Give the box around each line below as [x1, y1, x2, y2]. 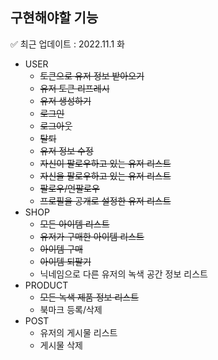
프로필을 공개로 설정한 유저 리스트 [39, 194, 172, 207]
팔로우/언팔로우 [39, 182, 100, 194]
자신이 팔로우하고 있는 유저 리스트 [39, 157, 172, 169]
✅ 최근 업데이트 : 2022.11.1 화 [10, 38, 125, 50]
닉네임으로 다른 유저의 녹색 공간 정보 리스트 [39, 268, 208, 280]
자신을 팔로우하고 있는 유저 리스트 [39, 169, 172, 182]
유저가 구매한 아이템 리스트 [39, 230, 145, 242]
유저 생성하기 [39, 94, 92, 107]
